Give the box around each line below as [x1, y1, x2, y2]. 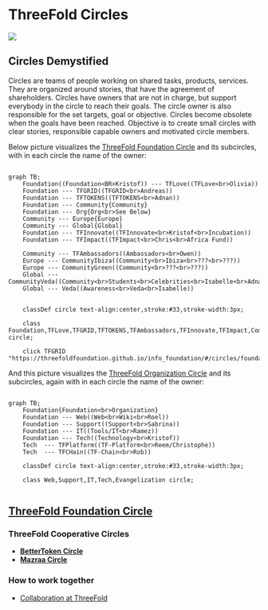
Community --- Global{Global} [22, 222, 124, 230]
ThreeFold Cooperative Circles [8, 529, 130, 540]
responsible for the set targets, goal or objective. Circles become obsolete [8, 109, 253, 119]
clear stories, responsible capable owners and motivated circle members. [8, 126, 250, 136]
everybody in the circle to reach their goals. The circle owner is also [8, 101, 231, 111]
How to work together [8, 575, 95, 586]
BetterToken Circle [19, 546, 84, 556]
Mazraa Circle [19, 555, 68, 565]
